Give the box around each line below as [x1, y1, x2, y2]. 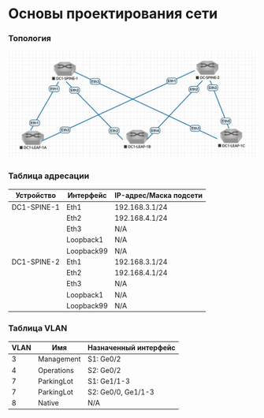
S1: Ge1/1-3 [87, 376, 130, 386]
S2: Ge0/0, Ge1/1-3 [87, 387, 155, 397]
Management [38, 354, 81, 364]
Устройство [15, 191, 57, 200]
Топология [8, 33, 51, 44]
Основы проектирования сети [8, 5, 218, 23]
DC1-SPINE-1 [11, 202, 61, 211]
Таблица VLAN [8, 323, 68, 334]
